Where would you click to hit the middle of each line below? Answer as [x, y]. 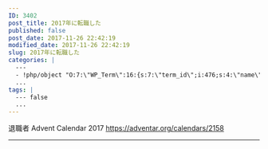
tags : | [21, 90]
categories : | [32, 61]
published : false [37, 30]
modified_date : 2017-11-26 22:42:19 [69, 45]
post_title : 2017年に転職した [55, 23]
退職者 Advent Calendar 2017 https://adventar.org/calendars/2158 [116, 128]
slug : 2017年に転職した [44, 53]
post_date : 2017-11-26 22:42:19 [62, 38]
